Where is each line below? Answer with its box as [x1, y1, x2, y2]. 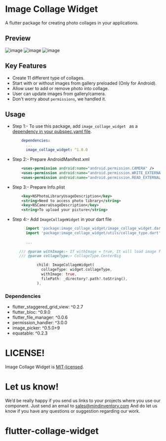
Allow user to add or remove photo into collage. [12, 85, 109, 91]
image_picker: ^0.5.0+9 [12, 325, 60, 331]
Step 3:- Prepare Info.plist [12, 184, 65, 190]
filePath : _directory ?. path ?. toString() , [41, 276, 128, 281]
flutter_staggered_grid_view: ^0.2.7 [12, 303, 83, 310]
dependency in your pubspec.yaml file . [12, 129, 92, 135]
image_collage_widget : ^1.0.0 [25, 147, 88, 152]
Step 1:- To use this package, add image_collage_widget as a [12, 123, 138, 129]
